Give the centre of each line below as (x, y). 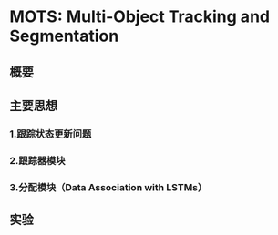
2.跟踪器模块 (37, 160)
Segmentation (64, 36)
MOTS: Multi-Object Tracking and (140, 17)
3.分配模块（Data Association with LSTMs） (108, 187)
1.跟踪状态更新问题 (51, 134)
